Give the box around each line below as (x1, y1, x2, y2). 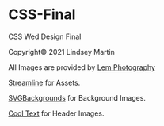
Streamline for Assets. (8, 78, 81, 87)
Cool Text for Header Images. (8, 109, 105, 118)
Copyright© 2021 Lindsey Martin (8, 47, 115, 56)
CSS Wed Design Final (8, 32, 82, 41)
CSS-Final (8, 6, 76, 24)
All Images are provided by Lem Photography (8, 62, 156, 72)
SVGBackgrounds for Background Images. (8, 93, 147, 102)
